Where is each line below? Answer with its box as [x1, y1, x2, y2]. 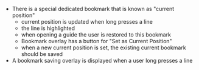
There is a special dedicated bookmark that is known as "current [12, 5, 175, 12]
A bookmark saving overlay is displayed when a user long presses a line [12, 57, 193, 64]
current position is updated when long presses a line [21, 18, 153, 25]
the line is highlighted [21, 24, 75, 32]
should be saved [21, 51, 63, 57]
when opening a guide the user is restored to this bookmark [21, 31, 172, 38]
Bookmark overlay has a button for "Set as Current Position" [21, 38, 172, 44]
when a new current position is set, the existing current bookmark [21, 44, 187, 51]
